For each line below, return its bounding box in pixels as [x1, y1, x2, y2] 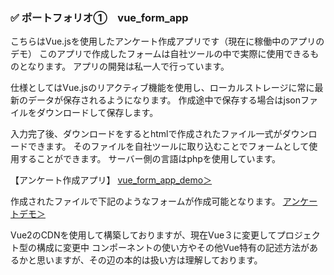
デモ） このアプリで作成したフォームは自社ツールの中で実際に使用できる [10, 48, 311, 60]
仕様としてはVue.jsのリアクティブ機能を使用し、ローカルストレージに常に [10, 82, 315, 94]
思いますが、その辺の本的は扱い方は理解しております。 [36, 254, 263, 266]
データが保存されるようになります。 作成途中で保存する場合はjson [27, 94, 301, 106]
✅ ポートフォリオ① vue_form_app [10, 10, 189, 24]
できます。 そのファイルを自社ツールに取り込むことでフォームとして [27, 140, 310, 153]
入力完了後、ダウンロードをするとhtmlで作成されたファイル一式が [10, 128, 283, 140]
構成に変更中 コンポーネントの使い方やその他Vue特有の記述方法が [36, 242, 310, 254]
